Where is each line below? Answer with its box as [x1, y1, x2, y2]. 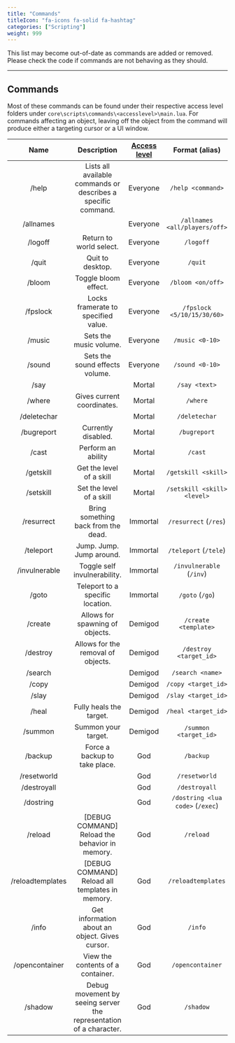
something [80, 512, 115, 522]
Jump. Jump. [76, 541, 120, 551]
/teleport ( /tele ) [167, 545, 226, 555]
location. [83, 599, 112, 609]
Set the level [77, 484, 118, 493]
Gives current [75, 391, 120, 401]
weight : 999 [7, 29, 42, 37]
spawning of [76, 619, 118, 629]
